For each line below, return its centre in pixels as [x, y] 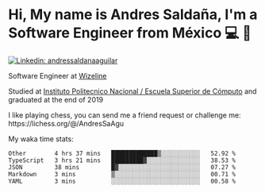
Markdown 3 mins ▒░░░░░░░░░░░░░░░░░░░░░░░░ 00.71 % [122, 174]
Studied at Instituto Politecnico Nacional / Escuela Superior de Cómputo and [132, 91]
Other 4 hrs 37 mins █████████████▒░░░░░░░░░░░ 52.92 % [122, 153]
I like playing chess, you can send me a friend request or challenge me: [125, 115]
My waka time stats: [41, 139]
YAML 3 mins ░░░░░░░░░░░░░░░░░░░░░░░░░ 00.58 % [122, 181]
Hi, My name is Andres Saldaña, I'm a [133, 15]
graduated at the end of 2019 [56, 99]
